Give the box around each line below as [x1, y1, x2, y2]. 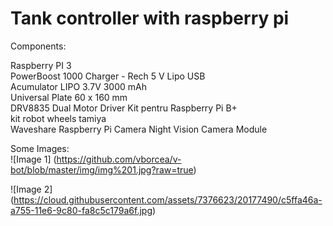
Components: [10, 40, 67, 52]
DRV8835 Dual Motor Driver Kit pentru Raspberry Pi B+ [10, 102, 238, 114]
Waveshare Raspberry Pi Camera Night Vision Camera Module [10, 123, 268, 135]
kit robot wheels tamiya [10, 112, 107, 124]
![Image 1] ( [10, 153, 57, 165]
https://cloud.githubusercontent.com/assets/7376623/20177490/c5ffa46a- [13, 193, 323, 206]
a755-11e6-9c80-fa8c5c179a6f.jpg [10, 204, 153, 216]
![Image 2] [10, 183, 53, 195]
